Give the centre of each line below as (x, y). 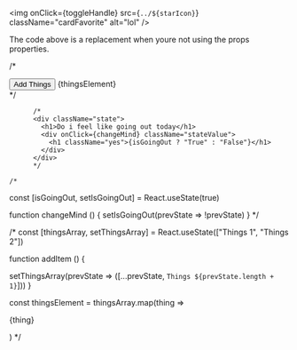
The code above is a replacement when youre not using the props (129, 40)
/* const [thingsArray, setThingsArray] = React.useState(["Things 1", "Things (149, 232)
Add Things (32, 84)
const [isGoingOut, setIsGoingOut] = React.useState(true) (114, 198)
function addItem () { (47, 259)
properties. (29, 49)
